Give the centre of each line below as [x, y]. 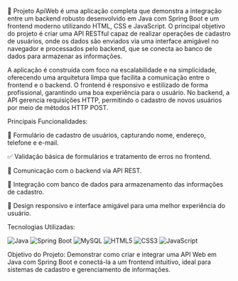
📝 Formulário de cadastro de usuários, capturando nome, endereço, [107, 135]
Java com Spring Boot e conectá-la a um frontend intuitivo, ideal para [109, 262]
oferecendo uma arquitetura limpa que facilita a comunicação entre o [109, 77]
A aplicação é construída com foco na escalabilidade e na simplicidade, [112, 70]
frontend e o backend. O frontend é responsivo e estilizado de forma [108, 85]
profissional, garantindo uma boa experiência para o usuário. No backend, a [119, 93]
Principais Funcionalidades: [48, 121]
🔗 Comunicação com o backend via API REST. [75, 171]
